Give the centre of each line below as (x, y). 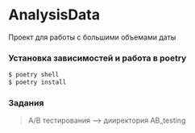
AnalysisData (54, 15)
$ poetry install (37, 82)
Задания (26, 102)
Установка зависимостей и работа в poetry (97, 58)
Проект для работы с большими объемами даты (92, 37)
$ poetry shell (34, 75)
